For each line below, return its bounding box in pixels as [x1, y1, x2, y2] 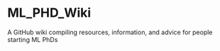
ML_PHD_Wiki [7, 5, 92, 21]
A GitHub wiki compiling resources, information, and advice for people [7, 28, 213, 36]
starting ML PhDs [7, 35, 58, 43]
